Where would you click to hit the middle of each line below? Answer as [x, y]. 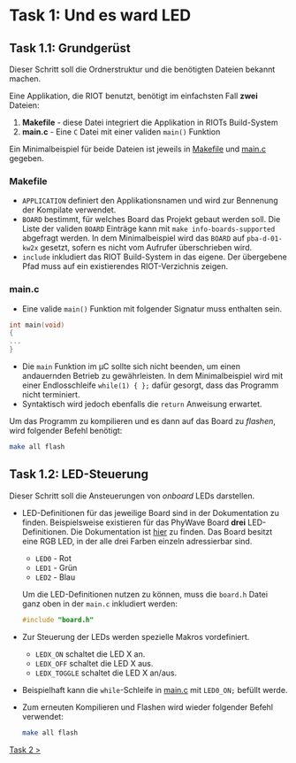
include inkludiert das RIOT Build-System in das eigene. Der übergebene [154, 257]
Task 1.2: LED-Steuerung [79, 474]
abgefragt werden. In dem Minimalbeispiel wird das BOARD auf [133, 238]
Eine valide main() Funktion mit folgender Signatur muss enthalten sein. [152, 308]
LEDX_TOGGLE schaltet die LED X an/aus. [106, 673]
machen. [25, 79]
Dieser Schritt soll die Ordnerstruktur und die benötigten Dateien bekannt [142, 69]
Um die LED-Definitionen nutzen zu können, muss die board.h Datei [144, 594]
